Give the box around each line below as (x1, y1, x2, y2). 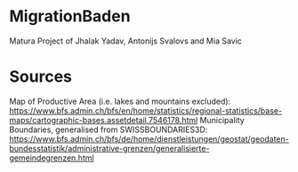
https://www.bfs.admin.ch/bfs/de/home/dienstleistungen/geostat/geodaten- (9, 133, 289, 144)
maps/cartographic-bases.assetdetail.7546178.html (9, 114, 198, 125)
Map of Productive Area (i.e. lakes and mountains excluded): (9, 96, 231, 106)
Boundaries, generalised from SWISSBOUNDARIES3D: (9, 124, 208, 135)
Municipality (199, 114, 245, 125)
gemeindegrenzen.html (9, 152, 95, 163)
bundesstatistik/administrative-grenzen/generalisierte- (9, 143, 210, 153)
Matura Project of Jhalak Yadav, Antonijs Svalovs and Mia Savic (9, 35, 243, 46)
